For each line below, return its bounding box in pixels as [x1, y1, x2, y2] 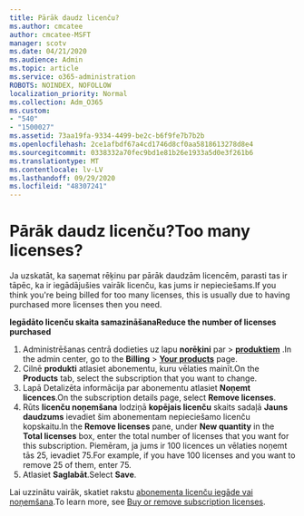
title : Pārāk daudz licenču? [9, 13, 120, 23]
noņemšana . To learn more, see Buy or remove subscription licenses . [9, 496, 266, 508]
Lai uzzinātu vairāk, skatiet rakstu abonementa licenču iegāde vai [9, 487, 254, 498]
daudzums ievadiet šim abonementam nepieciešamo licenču [22, 412, 251, 423]
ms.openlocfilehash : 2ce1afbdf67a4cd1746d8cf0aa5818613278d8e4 [9, 140, 254, 149]
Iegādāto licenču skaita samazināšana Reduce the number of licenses [9, 316, 277, 327]
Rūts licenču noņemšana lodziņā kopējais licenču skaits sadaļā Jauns [22, 402, 289, 413]
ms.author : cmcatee [9, 22, 83, 31]
